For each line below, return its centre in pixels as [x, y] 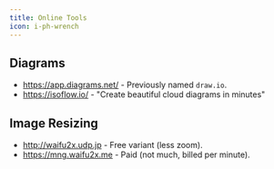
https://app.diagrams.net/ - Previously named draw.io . [125, 85]
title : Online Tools [49, 18]
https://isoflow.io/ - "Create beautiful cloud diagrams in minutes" [144, 94]
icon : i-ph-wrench [44, 26]
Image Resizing [54, 123]
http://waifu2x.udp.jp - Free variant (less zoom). [112, 145]
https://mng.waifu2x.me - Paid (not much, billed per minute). [136, 154]
